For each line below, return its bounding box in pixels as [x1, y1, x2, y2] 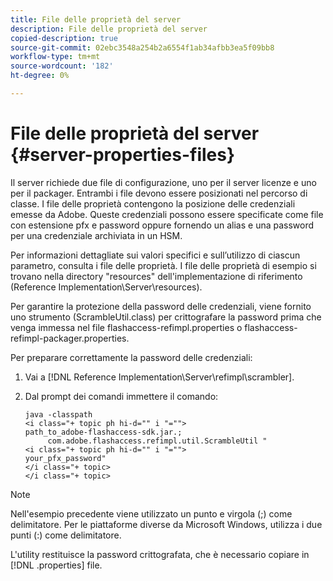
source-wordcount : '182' [10, 61, 114, 71]
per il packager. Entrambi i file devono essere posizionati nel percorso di [10, 187, 308, 199]
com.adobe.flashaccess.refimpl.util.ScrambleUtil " [47, 436, 268, 446]
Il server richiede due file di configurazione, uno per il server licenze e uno [10, 176, 317, 188]
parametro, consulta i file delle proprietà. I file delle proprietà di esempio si [10, 259, 317, 271]
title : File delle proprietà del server [10, 14, 182, 25]
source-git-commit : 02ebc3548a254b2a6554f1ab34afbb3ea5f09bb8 [10, 42, 275, 53]
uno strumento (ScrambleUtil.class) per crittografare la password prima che [10, 311, 322, 323]
